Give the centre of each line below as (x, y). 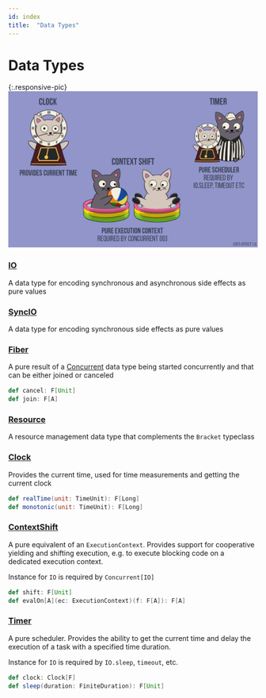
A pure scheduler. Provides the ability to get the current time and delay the (130, 638)
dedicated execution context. (56, 561)
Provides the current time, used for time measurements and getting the (124, 474)
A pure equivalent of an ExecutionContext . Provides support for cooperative (131, 544)
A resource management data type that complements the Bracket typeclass (131, 437)
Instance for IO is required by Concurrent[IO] (82, 577)
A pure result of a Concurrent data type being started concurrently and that (131, 367)
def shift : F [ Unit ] (40, 592)
